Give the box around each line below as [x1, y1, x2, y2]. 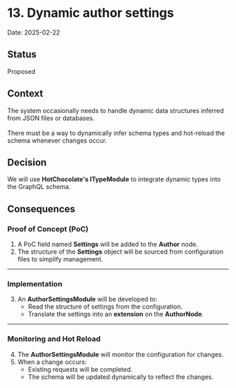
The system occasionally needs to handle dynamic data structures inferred [7, 106, 224, 115]
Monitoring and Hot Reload [7, 334, 101, 344]
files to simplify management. [17, 255, 103, 264]
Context [7, 88, 44, 100]
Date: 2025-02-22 [7, 28, 60, 37]
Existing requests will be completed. [27, 365, 133, 373]
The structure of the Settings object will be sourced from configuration [17, 247, 223, 256]
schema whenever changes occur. [7, 136, 107, 145]
